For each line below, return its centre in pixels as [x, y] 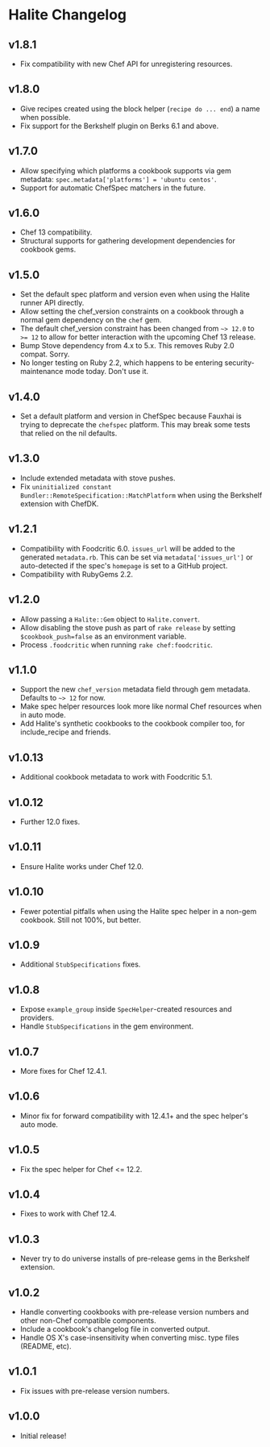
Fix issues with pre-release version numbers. [95, 1391]
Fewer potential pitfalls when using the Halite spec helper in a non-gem [138, 911]
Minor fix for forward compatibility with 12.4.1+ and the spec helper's [134, 1116]
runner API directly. [52, 303]
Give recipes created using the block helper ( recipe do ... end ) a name [140, 108]
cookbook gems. [48, 249]
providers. [37, 1018]
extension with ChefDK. [59, 503]
